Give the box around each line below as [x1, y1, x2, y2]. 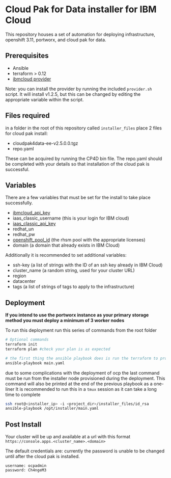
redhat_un [12, 226, 34, 232]
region [12, 273, 26, 279]
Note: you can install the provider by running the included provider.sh [5, 86, 152, 92]
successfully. [5, 200, 33, 206]
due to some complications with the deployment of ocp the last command [5, 369, 160, 376]
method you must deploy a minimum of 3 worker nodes [5, 317, 125, 324]
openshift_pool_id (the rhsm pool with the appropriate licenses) [12, 237, 146, 243]
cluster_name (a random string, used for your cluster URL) [12, 268, 135, 274]
